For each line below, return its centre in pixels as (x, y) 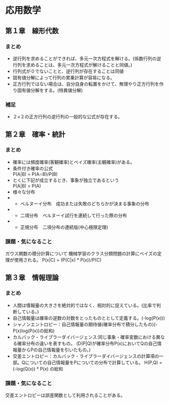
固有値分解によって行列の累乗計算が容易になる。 (64, 77)
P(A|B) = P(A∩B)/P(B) (35, 174)
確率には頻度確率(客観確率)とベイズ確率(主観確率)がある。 (74, 162)
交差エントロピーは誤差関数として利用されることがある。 (65, 395)
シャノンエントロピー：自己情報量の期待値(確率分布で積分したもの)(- (85, 324)
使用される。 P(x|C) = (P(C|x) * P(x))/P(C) (58, 260)
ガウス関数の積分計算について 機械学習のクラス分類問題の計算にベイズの (81, 254)
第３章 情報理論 (32, 277)
